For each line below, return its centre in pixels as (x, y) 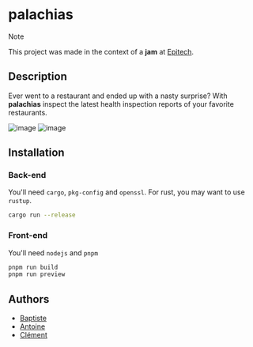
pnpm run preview (37, 274)
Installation (36, 153)
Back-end (27, 175)
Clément (33, 335)
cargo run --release (42, 215)
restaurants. (28, 112)
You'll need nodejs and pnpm (53, 253)
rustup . (20, 201)
